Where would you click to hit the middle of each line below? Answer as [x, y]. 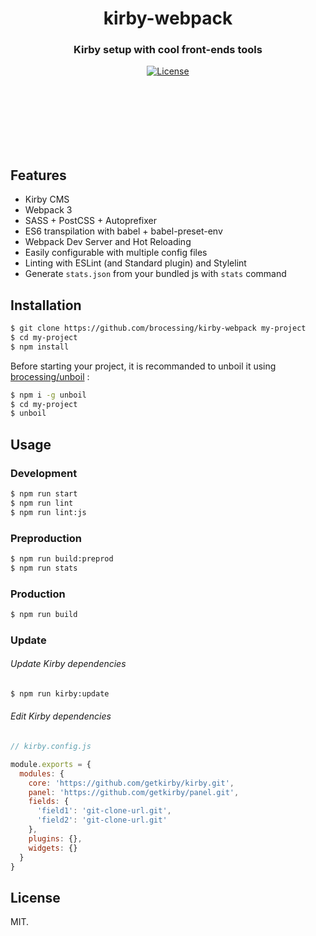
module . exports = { [51, 764]
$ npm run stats [44, 568]
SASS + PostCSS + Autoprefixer [90, 221]
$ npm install [40, 347]
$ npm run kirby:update [60, 694]
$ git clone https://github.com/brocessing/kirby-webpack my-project [158, 328]
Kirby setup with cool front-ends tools [168, 50]
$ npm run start [44, 494]
